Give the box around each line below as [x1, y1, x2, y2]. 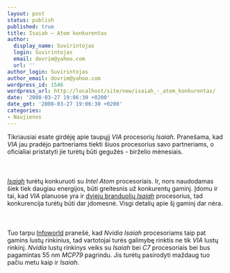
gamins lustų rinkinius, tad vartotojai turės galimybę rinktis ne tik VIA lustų [7, 235, 219, 244]
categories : [7, 107, 42, 114]
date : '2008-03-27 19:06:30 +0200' [7, 94, 110, 101]
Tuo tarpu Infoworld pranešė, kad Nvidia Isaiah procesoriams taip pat [7, 229, 206, 237]
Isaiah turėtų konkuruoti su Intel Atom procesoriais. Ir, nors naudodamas [7, 176, 214, 185]
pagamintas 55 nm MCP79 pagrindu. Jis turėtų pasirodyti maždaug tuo [7, 251, 211, 259]
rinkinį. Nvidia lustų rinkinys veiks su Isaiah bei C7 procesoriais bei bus [7, 243, 211, 251]
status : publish [7, 17, 54, 24]
